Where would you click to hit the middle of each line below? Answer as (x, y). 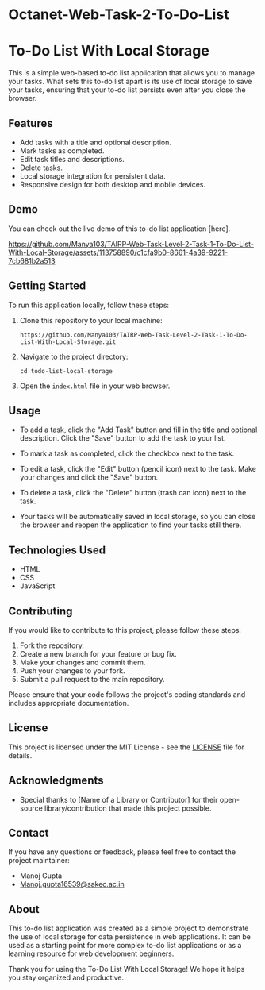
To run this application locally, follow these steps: (88, 305)
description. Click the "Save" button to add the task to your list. (123, 438)
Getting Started (47, 286)
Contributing (40, 611)
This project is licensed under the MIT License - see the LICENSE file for (126, 747)
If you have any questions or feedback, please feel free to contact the (122, 852)
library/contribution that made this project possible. (128, 808)
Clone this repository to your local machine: (91, 320)
